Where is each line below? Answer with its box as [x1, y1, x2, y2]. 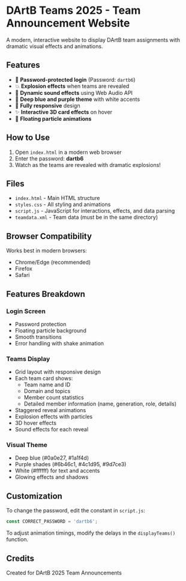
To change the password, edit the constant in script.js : [6, 507, 145, 514]
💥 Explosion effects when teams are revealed [14, 82, 130, 90]
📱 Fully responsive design [14, 102, 80, 109]
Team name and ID [23, 381, 71, 388]
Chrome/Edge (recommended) [14, 259, 91, 266]
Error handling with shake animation [14, 339, 104, 347]
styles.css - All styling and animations [14, 201, 111, 208]
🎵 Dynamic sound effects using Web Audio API [14, 89, 133, 96]
